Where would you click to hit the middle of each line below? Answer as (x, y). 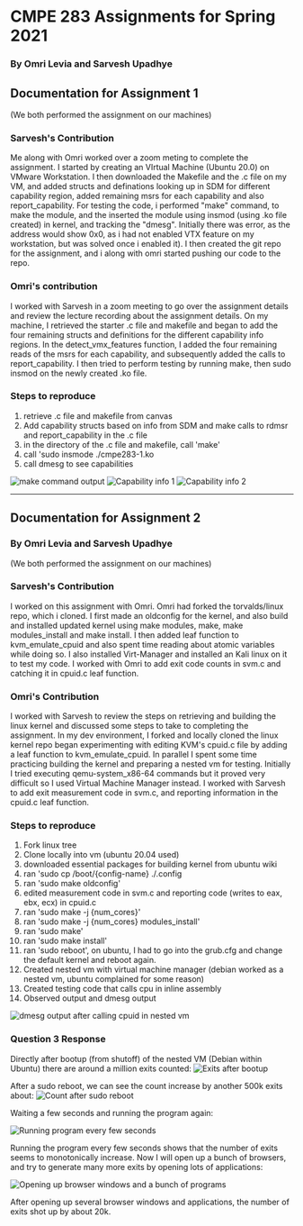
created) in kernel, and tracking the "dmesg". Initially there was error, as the (151, 225)
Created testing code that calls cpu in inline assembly (122, 989)
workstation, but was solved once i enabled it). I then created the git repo (146, 244)
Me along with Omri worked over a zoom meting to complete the (129, 158)
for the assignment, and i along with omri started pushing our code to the (146, 253)
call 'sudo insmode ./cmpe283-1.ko (89, 454)
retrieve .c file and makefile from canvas (98, 415)
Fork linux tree (50, 845)
